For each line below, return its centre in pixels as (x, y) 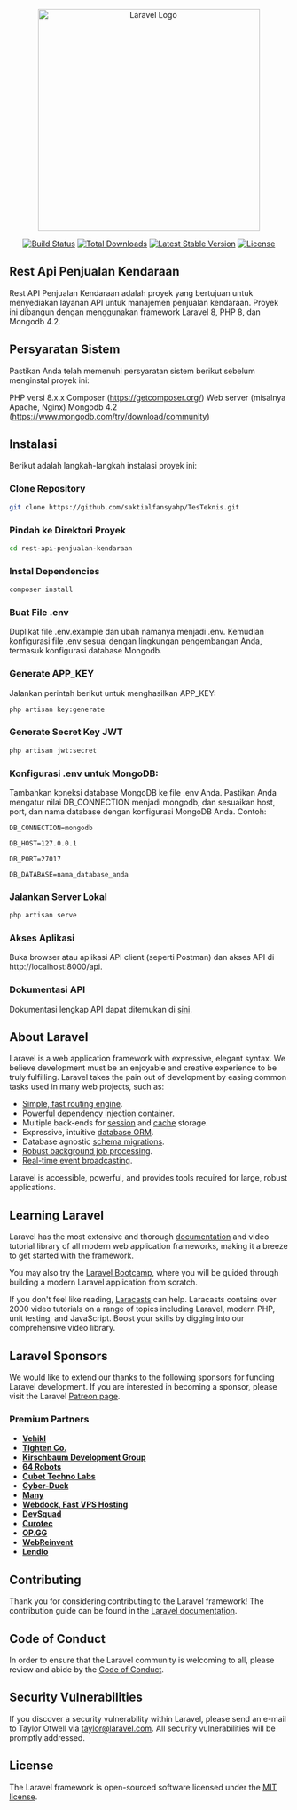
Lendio (35, 1552)
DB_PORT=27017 (35, 859)
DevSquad (42, 1514)
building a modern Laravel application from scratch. (103, 1282)
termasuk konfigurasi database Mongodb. (86, 651)
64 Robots (42, 1467)
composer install (41, 590)
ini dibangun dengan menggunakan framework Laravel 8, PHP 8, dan (135, 312)
